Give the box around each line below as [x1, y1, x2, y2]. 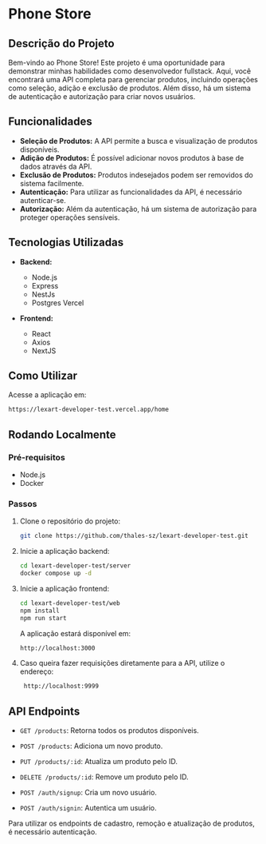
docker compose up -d [19, 569, 92, 578]
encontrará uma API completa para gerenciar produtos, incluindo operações [8, 75, 259, 84]
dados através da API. [19, 161, 92, 171]
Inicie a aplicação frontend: [19, 583, 110, 593]
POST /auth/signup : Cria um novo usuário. [19, 788, 158, 798]
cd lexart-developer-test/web [19, 599, 121, 607]
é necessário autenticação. [8, 827, 97, 837]
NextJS [31, 345, 57, 356]
